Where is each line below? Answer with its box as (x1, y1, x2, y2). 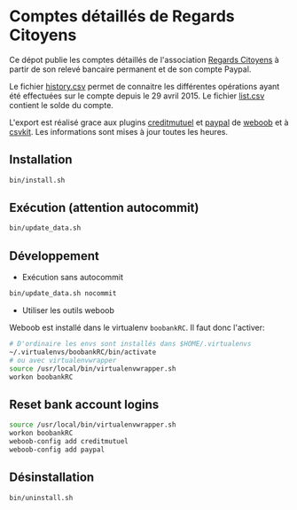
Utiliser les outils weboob (21, 305, 115, 316)
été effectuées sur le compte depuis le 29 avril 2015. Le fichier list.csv (9, 90, 265, 101)
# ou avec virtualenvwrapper (9, 356, 117, 365)
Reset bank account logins (9, 396, 160, 412)
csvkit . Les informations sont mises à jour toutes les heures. (9, 126, 229, 137)
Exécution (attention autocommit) (9, 200, 199, 216)
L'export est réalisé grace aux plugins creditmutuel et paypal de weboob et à (9, 117, 289, 128)
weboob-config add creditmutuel (9, 436, 129, 445)
